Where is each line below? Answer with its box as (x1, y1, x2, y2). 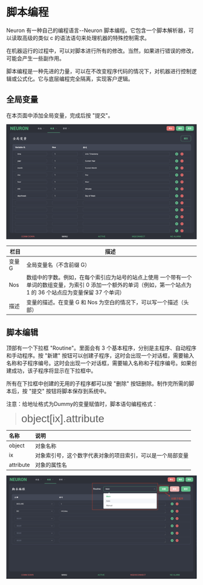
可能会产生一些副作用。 (6, 54, 65, 62)
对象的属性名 (35, 461, 68, 469)
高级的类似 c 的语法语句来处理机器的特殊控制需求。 (22, 34, 150, 41)
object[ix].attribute (21, 412, 105, 425)
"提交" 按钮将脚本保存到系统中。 (28, 387, 110, 394)
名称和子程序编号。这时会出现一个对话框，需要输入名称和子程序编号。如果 (6, 359, 192, 367)
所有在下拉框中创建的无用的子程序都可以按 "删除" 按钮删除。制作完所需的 (6, 379, 189, 387)
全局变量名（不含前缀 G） (26, 261, 91, 268)
